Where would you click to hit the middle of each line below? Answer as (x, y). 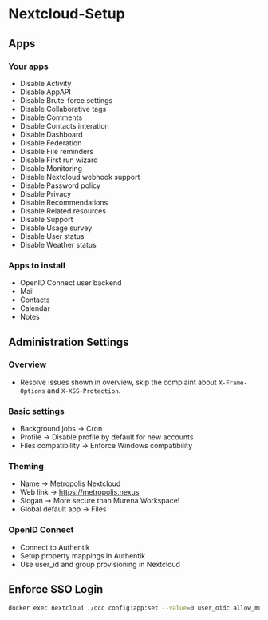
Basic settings (37, 411)
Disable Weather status (58, 244)
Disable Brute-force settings (66, 100)
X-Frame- (233, 383)
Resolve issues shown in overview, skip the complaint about (118, 382)
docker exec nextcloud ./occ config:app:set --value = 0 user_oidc (119, 608)
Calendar (35, 308)
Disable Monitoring (51, 168)
